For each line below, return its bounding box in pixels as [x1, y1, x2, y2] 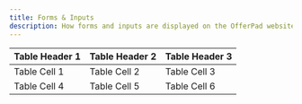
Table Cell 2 [89, 65, 140, 77]
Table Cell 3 [164, 65, 216, 77]
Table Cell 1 [13, 65, 65, 77]
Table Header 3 [164, 50, 233, 63]
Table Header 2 [89, 50, 157, 63]
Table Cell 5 [89, 80, 140, 92]
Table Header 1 [13, 50, 81, 63]
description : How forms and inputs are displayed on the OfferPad [9, 22, 263, 30]
